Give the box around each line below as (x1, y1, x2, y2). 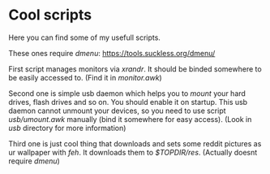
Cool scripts (8, 6, 92, 24)
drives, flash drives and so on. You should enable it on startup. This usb (8, 97, 248, 107)
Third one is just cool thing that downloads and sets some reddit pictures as (8, 138, 262, 148)
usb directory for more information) (8, 123, 126, 133)
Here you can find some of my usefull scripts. (8, 33, 161, 42)
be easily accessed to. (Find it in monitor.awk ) (8, 72, 162, 82)
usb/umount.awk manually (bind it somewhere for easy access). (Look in (8, 114, 252, 124)
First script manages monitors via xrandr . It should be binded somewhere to (8, 63, 262, 74)
